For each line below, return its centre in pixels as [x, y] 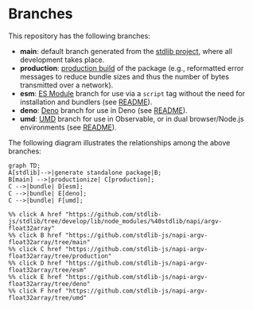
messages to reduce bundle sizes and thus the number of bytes [124, 76]
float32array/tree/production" [60, 256]
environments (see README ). [68, 127]
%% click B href [35, 235]
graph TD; [25, 165]
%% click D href [35, 263]
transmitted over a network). [66, 85]
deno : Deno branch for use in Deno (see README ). [104, 110]
